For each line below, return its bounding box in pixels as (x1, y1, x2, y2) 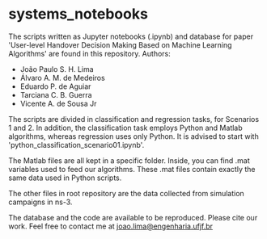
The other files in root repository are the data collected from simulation (8, 188, 244, 198)
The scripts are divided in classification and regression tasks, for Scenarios (8, 114, 260, 124)
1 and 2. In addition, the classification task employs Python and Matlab (8, 123, 243, 132)
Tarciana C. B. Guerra (19, 90, 92, 99)
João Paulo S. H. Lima (19, 64, 95, 73)
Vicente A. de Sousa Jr (19, 99, 97, 108)
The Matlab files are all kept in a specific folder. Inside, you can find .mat (8, 155, 251, 166)
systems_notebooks (8, 5, 148, 23)
